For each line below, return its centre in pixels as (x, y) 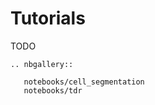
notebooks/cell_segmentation (84, 82)
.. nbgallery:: (42, 64)
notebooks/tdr (53, 90)
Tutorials (48, 18)
